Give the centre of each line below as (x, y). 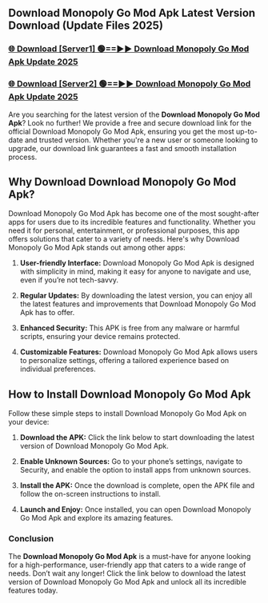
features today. (33, 590)
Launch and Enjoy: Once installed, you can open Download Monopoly (136, 509)
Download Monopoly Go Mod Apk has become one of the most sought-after (134, 214)
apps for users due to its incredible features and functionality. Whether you (132, 222)
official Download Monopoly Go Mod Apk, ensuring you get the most (121, 131)
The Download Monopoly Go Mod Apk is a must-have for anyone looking (130, 556)
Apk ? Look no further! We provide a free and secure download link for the (130, 122)
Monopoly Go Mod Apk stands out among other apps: (97, 248)
